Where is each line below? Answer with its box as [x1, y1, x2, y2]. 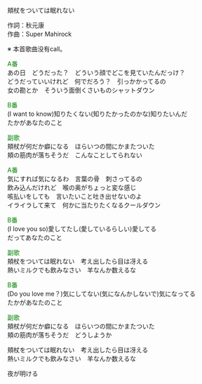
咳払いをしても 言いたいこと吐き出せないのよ [7, 192, 142, 200]
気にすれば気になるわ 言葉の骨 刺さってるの [7, 175, 142, 183]
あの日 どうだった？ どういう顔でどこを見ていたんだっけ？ [7, 69, 186, 77]
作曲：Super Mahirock [7, 30, 72, 38]
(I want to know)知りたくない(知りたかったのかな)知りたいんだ [7, 110, 188, 118]
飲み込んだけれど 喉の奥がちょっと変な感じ [7, 183, 137, 192]
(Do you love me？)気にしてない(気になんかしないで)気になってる [7, 290, 196, 298]
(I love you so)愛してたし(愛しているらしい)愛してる [7, 225, 157, 233]
